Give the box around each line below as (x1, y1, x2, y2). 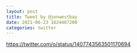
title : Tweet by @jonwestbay (6, 14, 78, 20)
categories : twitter (6, 24, 57, 31)
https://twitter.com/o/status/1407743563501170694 (6, 41, 131, 48)
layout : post (6, 8, 38, 15)
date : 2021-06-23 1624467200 (6, 19, 78, 25)
